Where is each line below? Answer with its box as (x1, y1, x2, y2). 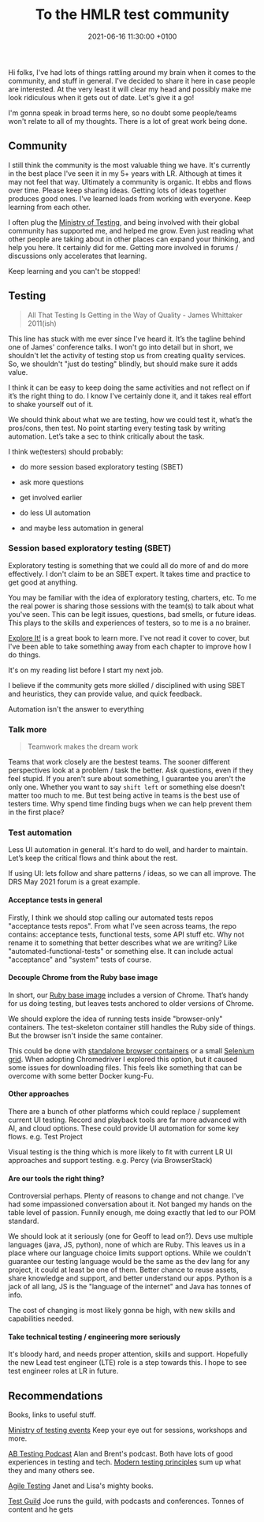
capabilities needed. (8, 1314, 74, 1323)
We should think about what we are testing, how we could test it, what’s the (8, 414, 253, 424)
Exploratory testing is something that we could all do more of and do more (8, 560, 249, 570)
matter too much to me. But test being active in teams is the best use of (8, 791, 240, 800)
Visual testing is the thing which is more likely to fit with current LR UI (8, 1147, 233, 1157)
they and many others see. (8, 1466, 95, 1475)
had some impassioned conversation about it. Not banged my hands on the (8, 1199, 252, 1209)
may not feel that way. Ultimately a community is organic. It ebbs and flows (8, 177, 252, 186)
